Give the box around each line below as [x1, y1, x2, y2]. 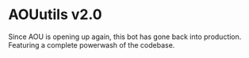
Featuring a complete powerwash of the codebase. [8, 40, 175, 49]
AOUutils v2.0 [8, 6, 102, 24]
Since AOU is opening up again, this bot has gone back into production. [8, 32, 242, 41]
